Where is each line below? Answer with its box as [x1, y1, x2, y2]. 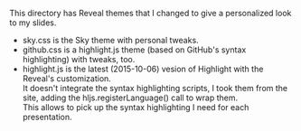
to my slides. [9, 17, 57, 28]
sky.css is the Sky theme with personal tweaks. [22, 35, 199, 45]
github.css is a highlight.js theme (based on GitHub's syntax [22, 44, 247, 55]
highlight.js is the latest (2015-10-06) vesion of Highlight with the [22, 63, 264, 74]
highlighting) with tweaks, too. [22, 54, 136, 64]
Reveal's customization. [22, 73, 111, 84]
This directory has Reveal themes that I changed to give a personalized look [9, 8, 292, 18]
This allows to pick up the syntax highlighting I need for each [22, 102, 249, 112]
